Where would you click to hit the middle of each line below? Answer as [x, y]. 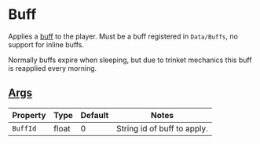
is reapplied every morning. [53, 68]
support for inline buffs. [46, 44]
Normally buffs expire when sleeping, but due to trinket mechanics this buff [130, 60]
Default [95, 115]
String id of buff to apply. [162, 128]
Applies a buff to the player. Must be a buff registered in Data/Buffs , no [123, 36]
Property [29, 115]
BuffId [24, 128]
